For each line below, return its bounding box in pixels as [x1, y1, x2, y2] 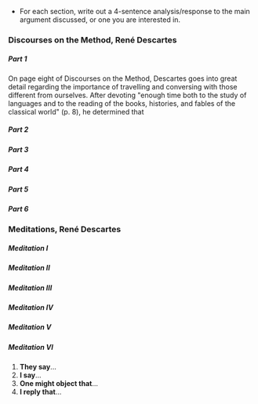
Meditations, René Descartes [8, 224, 122, 235]
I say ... [19, 370, 42, 380]
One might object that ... [19, 379, 98, 388]
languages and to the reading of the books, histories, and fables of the [8, 98, 236, 108]
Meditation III [8, 282, 53, 293]
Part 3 [8, 144, 29, 154]
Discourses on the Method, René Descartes [8, 35, 177, 45]
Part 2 [8, 125, 29, 134]
